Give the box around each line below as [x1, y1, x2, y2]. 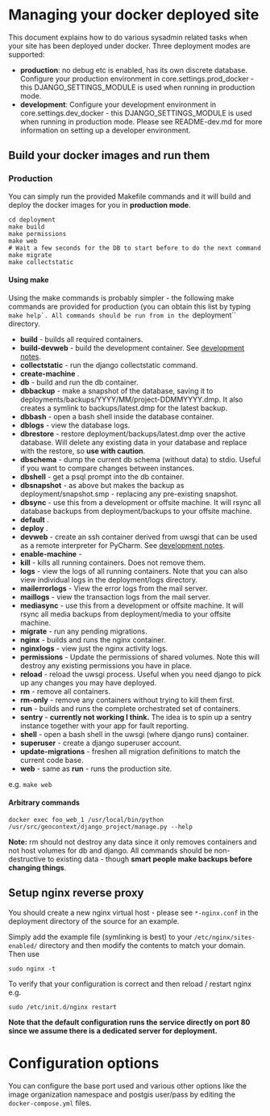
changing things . [8, 863, 67, 873]
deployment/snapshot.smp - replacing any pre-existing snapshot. [19, 489, 239, 499]
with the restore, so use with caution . [19, 446, 146, 456]
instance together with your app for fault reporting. [19, 721, 189, 731]
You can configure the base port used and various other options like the [8, 1080, 247, 1090]
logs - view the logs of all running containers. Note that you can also [19, 566, 248, 575]
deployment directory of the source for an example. [8, 916, 180, 926]
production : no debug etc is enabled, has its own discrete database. [19, 65, 248, 74]
